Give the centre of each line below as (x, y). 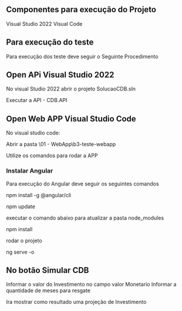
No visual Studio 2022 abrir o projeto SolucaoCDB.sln (71, 89)
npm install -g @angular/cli (39, 195)
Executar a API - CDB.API (37, 100)
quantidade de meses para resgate (48, 290)
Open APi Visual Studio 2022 (60, 75)
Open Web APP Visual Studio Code (71, 119)
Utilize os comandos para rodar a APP (52, 155)
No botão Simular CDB (48, 270)
